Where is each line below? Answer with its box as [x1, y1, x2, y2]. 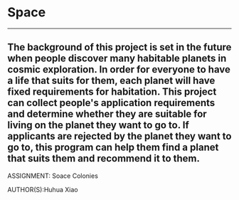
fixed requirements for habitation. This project [7, 86, 217, 98]
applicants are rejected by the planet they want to [7, 130, 232, 142]
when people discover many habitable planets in [7, 53, 227, 65]
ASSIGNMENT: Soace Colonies [7, 172, 98, 180]
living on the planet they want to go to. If [7, 119, 190, 132]
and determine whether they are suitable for [7, 108, 208, 120]
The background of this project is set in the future [7, 41, 232, 53]
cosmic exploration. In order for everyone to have [7, 63, 231, 75]
